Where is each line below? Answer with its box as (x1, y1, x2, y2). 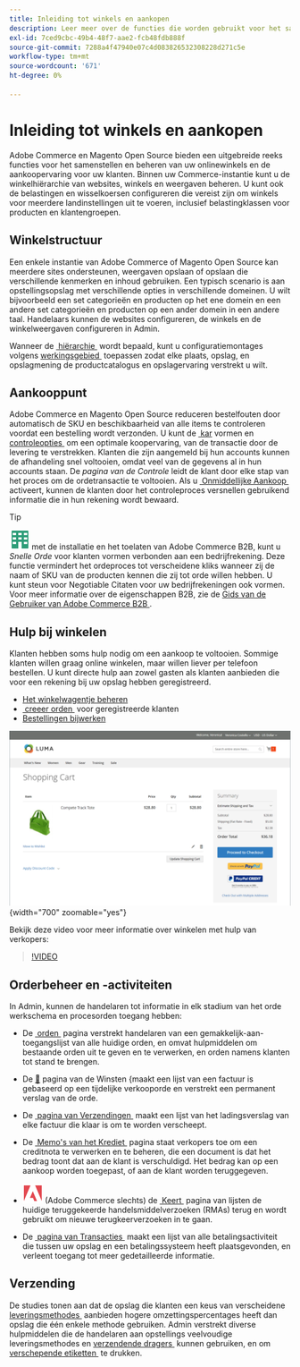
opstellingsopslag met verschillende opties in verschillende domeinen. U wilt (9, 284, 291, 295)
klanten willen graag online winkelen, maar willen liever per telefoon (9, 658, 259, 668)
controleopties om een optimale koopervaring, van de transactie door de (9, 437, 279, 448)
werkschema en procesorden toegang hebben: (9, 1010, 183, 1021)
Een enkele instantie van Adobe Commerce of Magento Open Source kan (9, 256, 279, 267)
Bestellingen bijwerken (21, 713, 106, 724)
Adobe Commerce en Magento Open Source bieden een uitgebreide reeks (9, 149, 283, 160)
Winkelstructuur (9, 233, 103, 248)
